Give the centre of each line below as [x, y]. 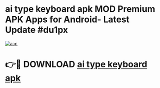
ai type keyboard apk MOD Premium [80, 9]
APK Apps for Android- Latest [67, 19]
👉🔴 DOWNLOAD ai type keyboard [76, 64]
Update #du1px [36, 30]
